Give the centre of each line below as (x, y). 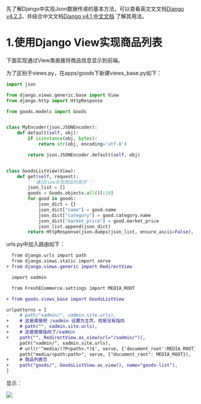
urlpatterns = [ (26, 310)
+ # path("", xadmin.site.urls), (52, 327)
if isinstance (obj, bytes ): (63, 139)
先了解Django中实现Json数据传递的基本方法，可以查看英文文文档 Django (95, 9)
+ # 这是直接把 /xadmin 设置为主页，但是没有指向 (66, 321)
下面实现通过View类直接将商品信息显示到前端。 (65, 60)
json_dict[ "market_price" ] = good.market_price (99, 221)
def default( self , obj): (48, 133)
